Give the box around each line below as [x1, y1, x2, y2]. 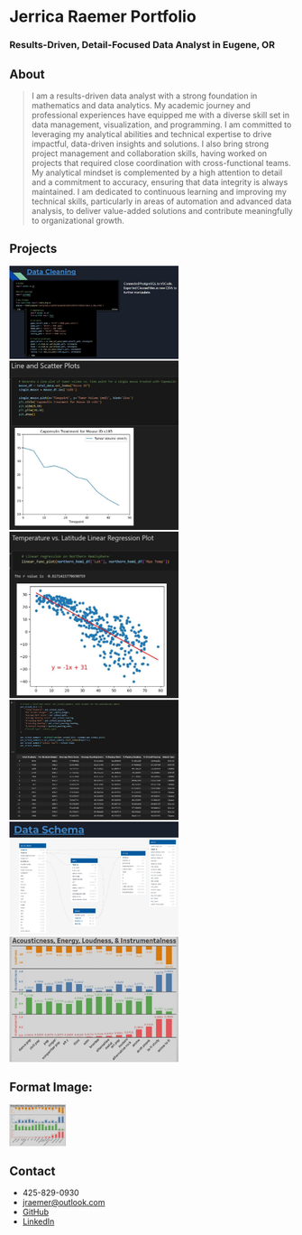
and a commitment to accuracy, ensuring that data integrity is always [31, 176, 288, 187]
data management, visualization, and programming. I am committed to [31, 119, 292, 130]
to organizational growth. [31, 215, 124, 226]
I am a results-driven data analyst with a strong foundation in [31, 90, 258, 101]
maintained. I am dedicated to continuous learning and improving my [31, 186, 287, 197]
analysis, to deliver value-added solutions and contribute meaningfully [31, 205, 293, 216]
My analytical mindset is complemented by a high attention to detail [31, 167, 283, 178]
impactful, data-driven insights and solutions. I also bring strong [31, 138, 270, 149]
